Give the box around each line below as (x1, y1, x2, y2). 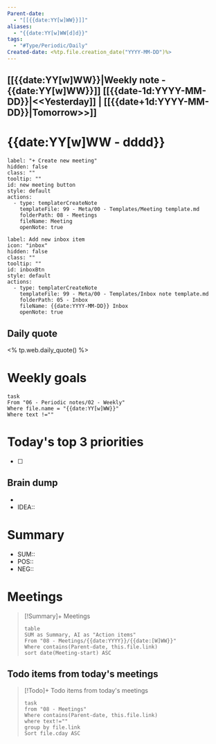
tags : (7, 36, 23, 43)
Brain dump (7, 477, 58, 489)
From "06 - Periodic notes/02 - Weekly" (7, 399, 126, 406)
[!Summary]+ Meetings (24, 612, 91, 620)
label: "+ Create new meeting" (7, 157, 98, 165)
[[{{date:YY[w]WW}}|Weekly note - (7, 74, 166, 87)
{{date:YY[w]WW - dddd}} (7, 134, 165, 150)
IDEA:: (17, 502, 35, 511)
